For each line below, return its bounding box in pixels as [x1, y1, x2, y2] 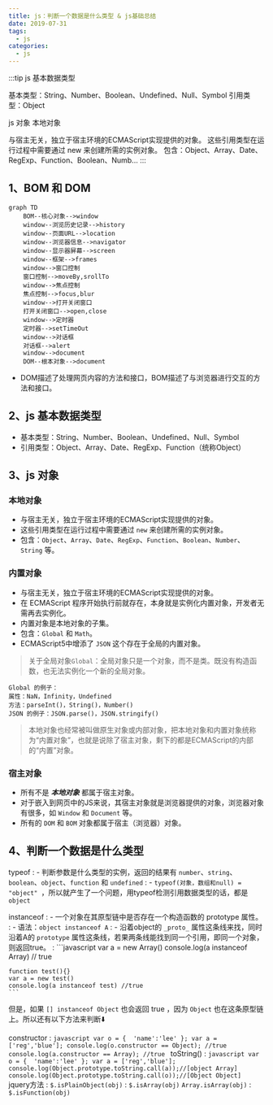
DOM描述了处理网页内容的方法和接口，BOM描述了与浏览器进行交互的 [19, 372, 253, 382]
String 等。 [19, 546, 59, 555]
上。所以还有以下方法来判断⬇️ [8, 1014, 106, 1024]
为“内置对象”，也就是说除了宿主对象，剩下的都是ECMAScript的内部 [28, 735, 254, 745]
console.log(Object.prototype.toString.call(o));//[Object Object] [8, 1071, 242, 1080]
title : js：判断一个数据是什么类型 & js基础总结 [8, 11, 157, 20]
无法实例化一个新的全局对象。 [50, 666, 150, 676]
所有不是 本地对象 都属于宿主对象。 [19, 787, 139, 797]
